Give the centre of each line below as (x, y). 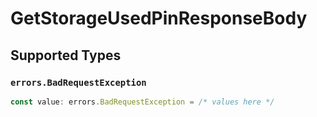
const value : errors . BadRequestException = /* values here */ (142, 102)
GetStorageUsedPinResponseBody (159, 18)
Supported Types (66, 55)
